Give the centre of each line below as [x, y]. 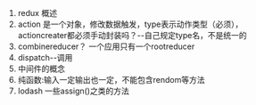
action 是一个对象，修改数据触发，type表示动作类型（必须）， [130, 24]
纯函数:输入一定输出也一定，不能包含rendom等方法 [111, 80]
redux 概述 [37, 13]
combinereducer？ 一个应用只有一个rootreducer [106, 46]
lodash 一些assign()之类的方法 [73, 91]
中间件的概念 [41, 69]
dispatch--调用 [45, 57]
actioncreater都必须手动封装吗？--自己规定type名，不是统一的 [132, 35]
